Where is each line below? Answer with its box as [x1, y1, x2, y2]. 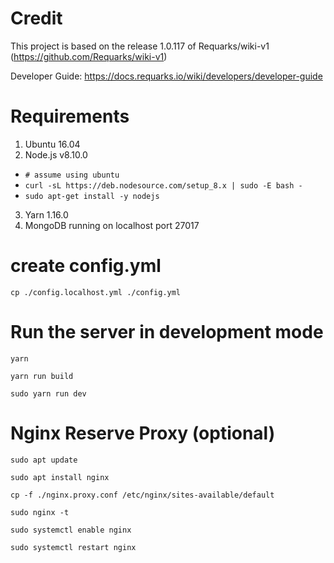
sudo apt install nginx [10, 472, 110, 482]
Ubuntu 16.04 [24, 138, 81, 150]
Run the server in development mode [10, 321, 324, 343]
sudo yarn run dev [10, 388, 87, 399]
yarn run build [10, 371, 74, 381]
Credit [10, 7, 63, 30]
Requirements [10, 105, 130, 128]
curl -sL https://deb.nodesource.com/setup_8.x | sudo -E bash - [24, 180, 303, 191]
